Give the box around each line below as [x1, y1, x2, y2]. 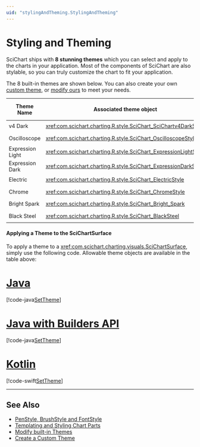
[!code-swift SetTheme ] [6, 377, 64, 384]
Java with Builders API [6, 317, 120, 330]
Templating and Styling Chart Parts [14, 422, 101, 429]
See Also [6, 400, 40, 410]
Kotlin [6, 357, 36, 371]
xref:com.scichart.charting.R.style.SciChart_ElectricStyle [45, 176, 185, 183]
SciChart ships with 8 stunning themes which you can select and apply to [6, 55, 188, 62]
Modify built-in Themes [14, 429, 73, 436]
